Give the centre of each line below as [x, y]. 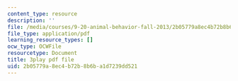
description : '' [31, 20]
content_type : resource [42, 14]
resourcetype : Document [42, 54]
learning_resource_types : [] [50, 40]
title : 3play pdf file [41, 60]
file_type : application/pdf [49, 33]
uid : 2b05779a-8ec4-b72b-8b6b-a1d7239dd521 [73, 66]
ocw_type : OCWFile [34, 46]
